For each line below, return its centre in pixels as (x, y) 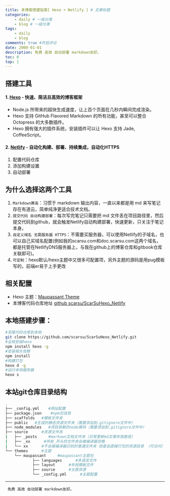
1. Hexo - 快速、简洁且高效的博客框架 (44, 97)
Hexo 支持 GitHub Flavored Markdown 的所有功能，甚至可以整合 (79, 116)
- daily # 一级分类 (33, 19)
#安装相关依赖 (18, 351)
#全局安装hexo (18, 342)
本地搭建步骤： (29, 321)
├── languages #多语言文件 (65, 460)
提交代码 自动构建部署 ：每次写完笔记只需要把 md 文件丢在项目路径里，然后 (88, 215)
